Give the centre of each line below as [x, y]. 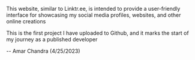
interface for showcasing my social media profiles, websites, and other [94, 15]
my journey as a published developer [52, 39]
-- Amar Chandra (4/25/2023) [43, 51]
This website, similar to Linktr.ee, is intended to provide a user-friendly [93, 9]
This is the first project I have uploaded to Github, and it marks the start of [97, 33]
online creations [26, 21]
